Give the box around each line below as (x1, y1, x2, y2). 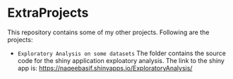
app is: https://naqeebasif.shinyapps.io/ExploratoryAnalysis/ (17, 64, 193, 72)
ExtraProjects (7, 5, 89, 21)
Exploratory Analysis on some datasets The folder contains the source (17, 49, 226, 57)
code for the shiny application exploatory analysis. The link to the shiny (17, 56, 225, 64)
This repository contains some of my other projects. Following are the (7, 28, 210, 36)
